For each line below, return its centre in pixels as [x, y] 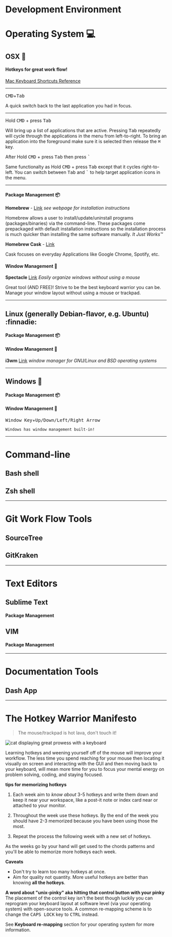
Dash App [21, 690]
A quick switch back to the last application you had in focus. [69, 105]
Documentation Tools [52, 672]
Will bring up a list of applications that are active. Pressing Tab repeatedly [83, 130]
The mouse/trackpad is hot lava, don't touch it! [67, 733]
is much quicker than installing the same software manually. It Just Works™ [84, 235]
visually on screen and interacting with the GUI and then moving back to [81, 764]
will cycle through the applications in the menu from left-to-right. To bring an [86, 136]
